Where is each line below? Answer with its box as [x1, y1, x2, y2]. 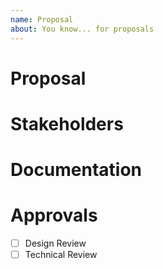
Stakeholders [10, 112, 124, 135]
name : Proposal [10, 14, 74, 25]
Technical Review [24, 249, 98, 261]
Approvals [10, 204, 98, 227]
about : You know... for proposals [10, 24, 155, 34]
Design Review [24, 237, 87, 249]
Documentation [10, 159, 143, 181]
